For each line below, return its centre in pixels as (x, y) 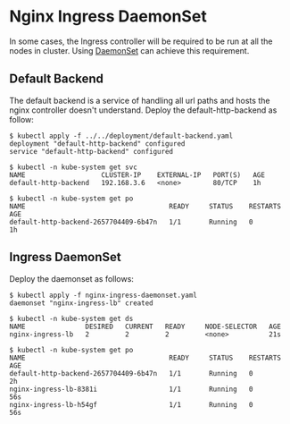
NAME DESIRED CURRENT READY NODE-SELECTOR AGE (145, 326)
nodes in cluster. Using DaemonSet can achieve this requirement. (129, 50)
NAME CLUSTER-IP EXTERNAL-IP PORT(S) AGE (137, 175)
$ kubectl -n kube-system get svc (74, 167)
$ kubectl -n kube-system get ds (71, 318)
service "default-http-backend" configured (91, 151)
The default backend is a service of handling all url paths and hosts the (140, 100)
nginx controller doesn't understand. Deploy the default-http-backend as (143, 110)
